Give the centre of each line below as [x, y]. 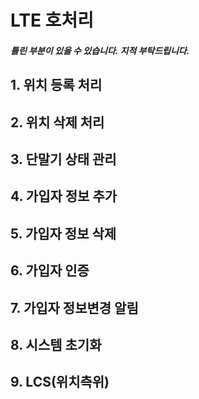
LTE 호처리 [52, 20]
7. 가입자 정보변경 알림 [74, 307]
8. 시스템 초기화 [56, 344]
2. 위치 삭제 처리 [57, 122]
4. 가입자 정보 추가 [64, 196]
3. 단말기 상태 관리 [63, 159]
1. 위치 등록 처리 [56, 85]
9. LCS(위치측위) [60, 382]
